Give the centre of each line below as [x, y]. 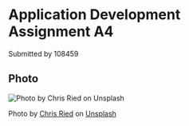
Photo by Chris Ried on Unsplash [63, 113]
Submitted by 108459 [43, 53]
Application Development [94, 15]
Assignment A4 [61, 31]
